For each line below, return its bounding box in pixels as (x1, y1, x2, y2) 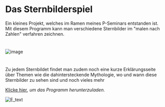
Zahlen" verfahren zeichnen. (5, 31, 65, 37)
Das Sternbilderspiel (5, 4, 93, 15)
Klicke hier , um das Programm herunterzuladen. (5, 87, 105, 93)
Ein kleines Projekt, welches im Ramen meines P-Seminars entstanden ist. (5, 20, 159, 26)
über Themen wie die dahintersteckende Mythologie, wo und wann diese (5, 72, 157, 78)
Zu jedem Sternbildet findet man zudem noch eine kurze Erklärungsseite (5, 67, 156, 73)
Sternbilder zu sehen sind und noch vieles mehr (5, 77, 105, 83)
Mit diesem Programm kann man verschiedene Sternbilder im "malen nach (5, 25, 160, 31)
